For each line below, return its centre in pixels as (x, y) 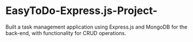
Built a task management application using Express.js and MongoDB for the (97, 27)
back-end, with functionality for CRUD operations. (66, 33)
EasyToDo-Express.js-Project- (82, 11)
